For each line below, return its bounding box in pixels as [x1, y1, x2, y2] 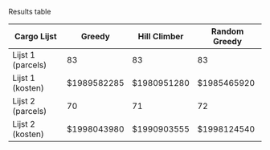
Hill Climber [137, 31, 184, 42]
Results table [8, 7, 51, 16]
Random [211, 26, 244, 37]
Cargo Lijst [14, 31, 58, 42]
